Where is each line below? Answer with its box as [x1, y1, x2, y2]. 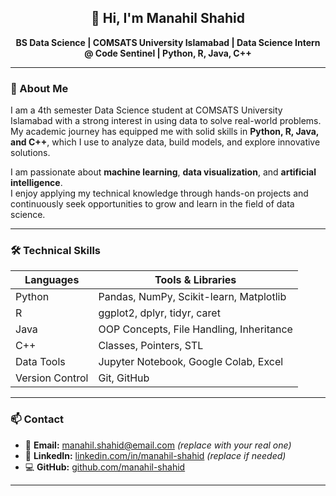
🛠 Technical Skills [10, 244, 102, 258]
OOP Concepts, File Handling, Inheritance [98, 322, 293, 336]
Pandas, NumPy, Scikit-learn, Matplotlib [98, 290, 287, 304]
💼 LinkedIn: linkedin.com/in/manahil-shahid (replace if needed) [24, 449, 287, 461]
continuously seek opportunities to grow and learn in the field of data [10, 198, 295, 210]
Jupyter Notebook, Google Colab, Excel [98, 355, 284, 369]
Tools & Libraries [154, 273, 237, 287]
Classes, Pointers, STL [98, 339, 204, 353]
